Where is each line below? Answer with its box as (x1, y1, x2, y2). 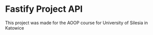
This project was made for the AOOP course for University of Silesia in (5, 20, 148, 26)
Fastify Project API (5, 3, 83, 15)
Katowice (5, 25, 24, 31)
